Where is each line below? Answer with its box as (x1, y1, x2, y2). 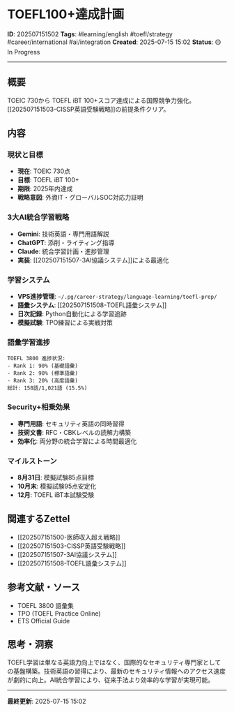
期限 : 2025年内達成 (17, 184, 73, 193)
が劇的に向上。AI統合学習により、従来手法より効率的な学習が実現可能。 (7, 676, 214, 684)
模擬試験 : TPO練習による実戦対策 (17, 318, 114, 327)
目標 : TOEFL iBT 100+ (17, 176, 79, 184)
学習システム (7, 275, 50, 285)
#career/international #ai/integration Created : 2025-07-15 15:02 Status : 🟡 (7, 38, 221, 46)
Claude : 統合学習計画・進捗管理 (17, 247, 109, 255)
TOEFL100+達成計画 (7, 6, 125, 22)
